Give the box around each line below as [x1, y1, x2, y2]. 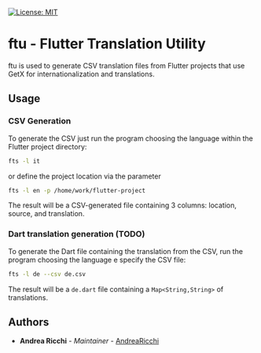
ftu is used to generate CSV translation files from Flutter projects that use [8, 61, 245, 70]
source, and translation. [8, 209, 85, 219]
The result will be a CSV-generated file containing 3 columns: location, [8, 200, 237, 210]
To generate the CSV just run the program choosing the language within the [8, 134, 253, 143]
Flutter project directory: [8, 142, 87, 151]
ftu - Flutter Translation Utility [8, 35, 206, 53]
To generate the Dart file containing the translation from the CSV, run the [8, 246, 244, 256]
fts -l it [8, 157, 41, 165]
